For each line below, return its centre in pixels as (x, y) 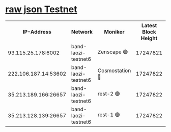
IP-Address (37, 31)
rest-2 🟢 (109, 94)
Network (82, 31)
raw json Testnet (41, 9)
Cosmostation (114, 71)
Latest (149, 25)
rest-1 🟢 (109, 115)
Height (149, 38)
